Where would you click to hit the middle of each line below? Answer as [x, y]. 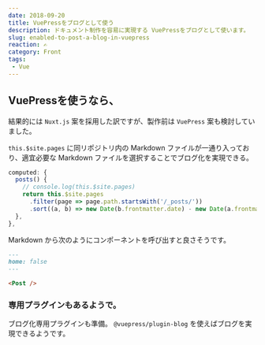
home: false [28, 262]
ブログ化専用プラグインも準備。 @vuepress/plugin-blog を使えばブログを [127, 324]
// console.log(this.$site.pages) [79, 187]
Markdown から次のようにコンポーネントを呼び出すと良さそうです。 [119, 239]
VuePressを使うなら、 [64, 100]
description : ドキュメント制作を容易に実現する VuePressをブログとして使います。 [129, 30]
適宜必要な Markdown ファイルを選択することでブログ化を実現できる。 [138, 158]
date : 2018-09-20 [37, 15]
